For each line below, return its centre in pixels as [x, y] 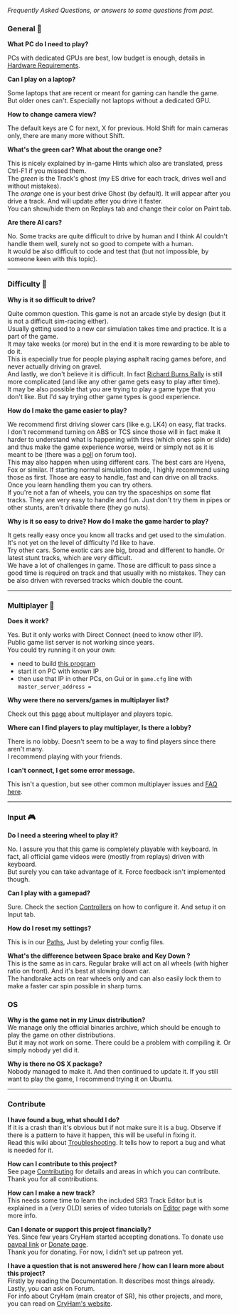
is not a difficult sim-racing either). [58, 321]
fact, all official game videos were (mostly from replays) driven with [106, 857]
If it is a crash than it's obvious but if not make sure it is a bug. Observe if [115, 1127]
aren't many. [26, 749]
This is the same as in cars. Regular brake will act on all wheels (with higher [118, 963]
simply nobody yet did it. [43, 1050]
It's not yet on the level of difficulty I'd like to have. [81, 542]
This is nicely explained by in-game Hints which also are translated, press [115, 164]
